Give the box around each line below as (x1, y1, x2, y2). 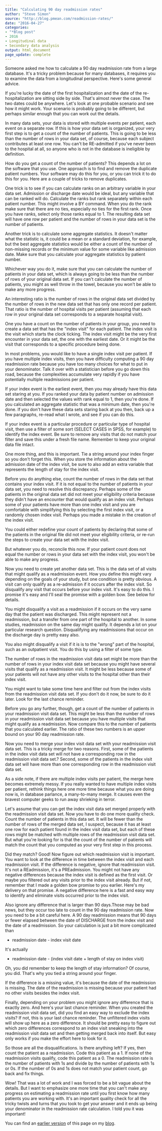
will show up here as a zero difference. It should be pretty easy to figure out (5, 1020, 156, 1026)
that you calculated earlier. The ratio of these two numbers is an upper (5, 726, 146, 732)
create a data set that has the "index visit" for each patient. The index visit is (5, 326, 157, 332)
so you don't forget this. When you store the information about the (5, 456, 137, 462)
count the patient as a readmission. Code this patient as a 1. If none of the (5, 1050, 152, 1056)
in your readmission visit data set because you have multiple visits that (5, 716, 146, 722)
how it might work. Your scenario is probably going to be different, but (5, 106, 145, 112)
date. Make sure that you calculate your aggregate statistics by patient (5, 252, 146, 257)
